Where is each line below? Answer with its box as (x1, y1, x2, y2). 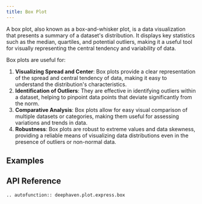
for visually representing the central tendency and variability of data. (6, 45, 177, 52)
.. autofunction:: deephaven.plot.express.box (6, 192, 125, 198)
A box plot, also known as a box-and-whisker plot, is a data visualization (6, 25, 186, 32)
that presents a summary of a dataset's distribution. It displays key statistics (6, 31, 195, 39)
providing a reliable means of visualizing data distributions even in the (14, 132, 189, 139)
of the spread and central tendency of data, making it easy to (14, 74, 167, 81)
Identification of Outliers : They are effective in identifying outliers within (14, 87, 196, 94)
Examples (6, 156, 44, 166)
